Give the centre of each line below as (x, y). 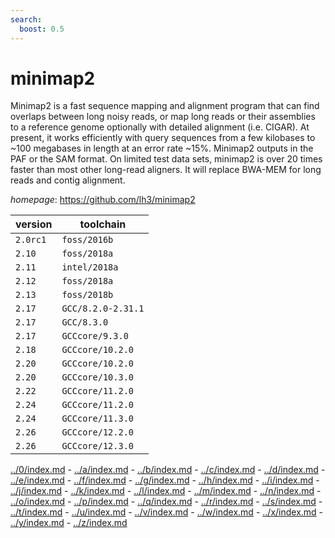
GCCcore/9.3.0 (95, 336)
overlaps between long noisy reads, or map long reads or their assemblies (163, 117)
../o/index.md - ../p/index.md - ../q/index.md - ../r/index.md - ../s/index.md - (166, 502)
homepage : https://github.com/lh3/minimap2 (103, 200)
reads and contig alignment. (68, 180)
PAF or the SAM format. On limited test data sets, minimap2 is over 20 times (166, 159)
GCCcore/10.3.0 (97, 377)
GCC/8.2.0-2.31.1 (103, 309)
